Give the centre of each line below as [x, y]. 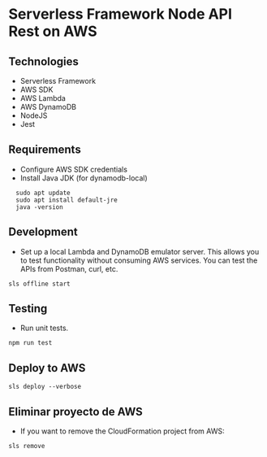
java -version [39, 207]
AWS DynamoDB [48, 107]
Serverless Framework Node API [121, 14]
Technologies [44, 61]
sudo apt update [43, 193]
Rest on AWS [53, 31]
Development [43, 232]
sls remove [27, 446]
